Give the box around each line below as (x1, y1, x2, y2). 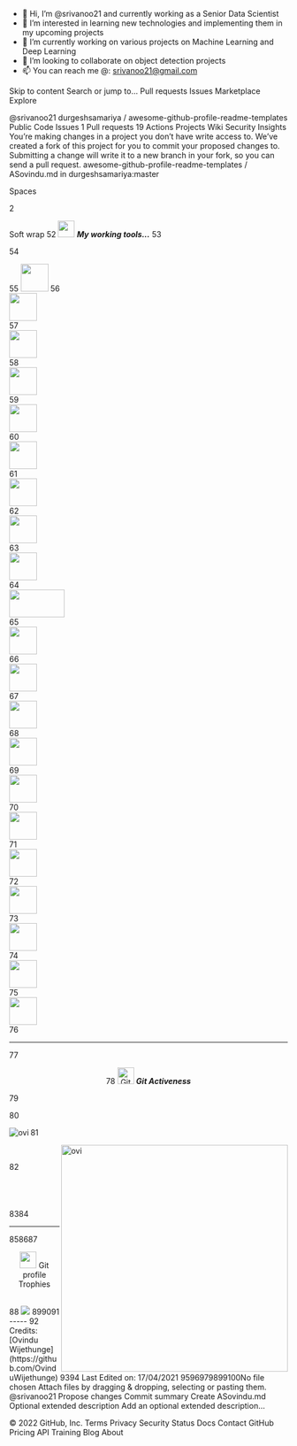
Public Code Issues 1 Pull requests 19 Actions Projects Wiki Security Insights (9, 122, 287, 132)
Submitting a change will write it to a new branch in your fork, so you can (9, 150, 275, 160)
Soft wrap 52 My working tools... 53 (9, 229, 162, 239)
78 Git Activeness (105, 1076, 192, 1086)
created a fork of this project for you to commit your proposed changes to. (9, 141, 280, 150)
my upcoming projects (21, 27, 104, 37)
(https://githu (9, 1354, 57, 1364)
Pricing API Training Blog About (9, 1427, 124, 1437)
